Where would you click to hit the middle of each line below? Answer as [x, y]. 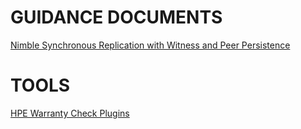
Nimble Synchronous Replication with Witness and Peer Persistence [150, 45]
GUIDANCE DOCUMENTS [116, 17]
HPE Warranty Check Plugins [70, 113]
